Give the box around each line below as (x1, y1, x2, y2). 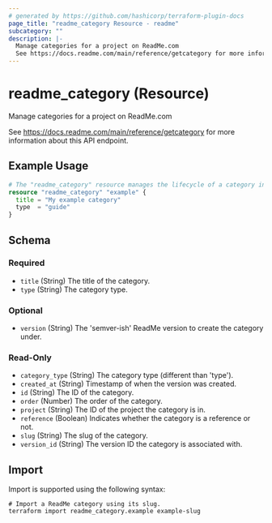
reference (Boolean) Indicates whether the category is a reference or (19, 414, 251, 423)
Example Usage (8, 159, 89, 173)
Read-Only (8, 352, 53, 363)
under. (19, 332, 42, 341)
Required (8, 257, 45, 268)
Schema (8, 233, 51, 247)
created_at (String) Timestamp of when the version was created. (19, 379, 237, 389)
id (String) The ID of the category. (19, 388, 134, 397)
